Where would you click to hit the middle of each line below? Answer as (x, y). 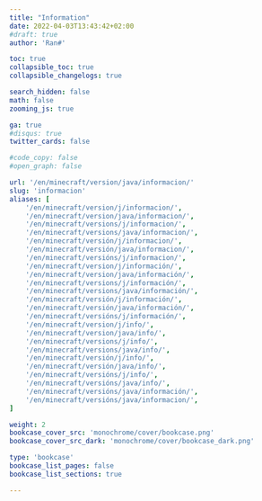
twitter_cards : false (50, 142)
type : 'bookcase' (42, 458)
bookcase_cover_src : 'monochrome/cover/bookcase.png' (112, 433)
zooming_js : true (42, 109)
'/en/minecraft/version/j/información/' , (104, 266)
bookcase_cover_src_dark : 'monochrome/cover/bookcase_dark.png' (132, 442)
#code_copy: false (44, 158)
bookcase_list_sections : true (66, 474)
